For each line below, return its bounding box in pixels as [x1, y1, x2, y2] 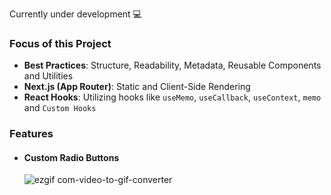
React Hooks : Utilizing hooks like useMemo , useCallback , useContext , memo [23, 91, 322, 103]
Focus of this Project [9, 36, 112, 50]
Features [9, 127, 54, 141]
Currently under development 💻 [9, 8, 142, 20]
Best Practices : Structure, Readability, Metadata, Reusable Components [23, 59, 322, 72]
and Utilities [23, 70, 74, 82]
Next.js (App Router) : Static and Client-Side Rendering [23, 81, 251, 93]
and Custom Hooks [23, 102, 97, 114]
